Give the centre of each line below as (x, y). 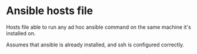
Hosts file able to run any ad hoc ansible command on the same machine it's (98, 27)
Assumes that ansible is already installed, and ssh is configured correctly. (95, 45)
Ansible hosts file (50, 11)
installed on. (21, 33)
